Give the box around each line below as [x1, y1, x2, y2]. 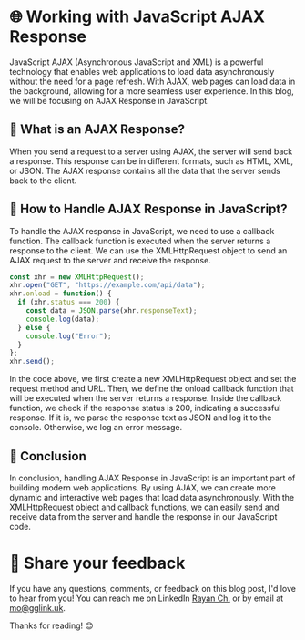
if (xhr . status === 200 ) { [17, 298, 120, 307]
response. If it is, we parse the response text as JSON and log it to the [9, 412, 272, 423]
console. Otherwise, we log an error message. [9, 422, 183, 433]
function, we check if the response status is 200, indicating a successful [9, 403, 281, 414]
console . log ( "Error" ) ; [25, 331, 112, 341]
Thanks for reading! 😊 [9, 620, 94, 631]
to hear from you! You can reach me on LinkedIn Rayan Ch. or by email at [9, 593, 284, 604]
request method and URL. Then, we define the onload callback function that [9, 383, 294, 394]
